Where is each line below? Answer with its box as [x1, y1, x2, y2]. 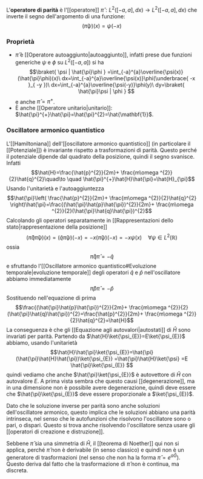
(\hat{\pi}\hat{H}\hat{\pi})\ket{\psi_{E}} [15, 355, 113, 362]
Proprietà [6, 37, 35, 46]
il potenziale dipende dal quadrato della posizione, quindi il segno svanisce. [6, 153, 195, 160]
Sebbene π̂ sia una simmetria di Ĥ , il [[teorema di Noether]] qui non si [6, 440, 179, 447]
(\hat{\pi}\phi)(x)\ [17, 74, 61, 81]
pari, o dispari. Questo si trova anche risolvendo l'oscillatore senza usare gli [6, 422, 195, 429]
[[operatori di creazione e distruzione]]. [6, 428, 105, 435]
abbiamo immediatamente [6, 275, 72, 283]
